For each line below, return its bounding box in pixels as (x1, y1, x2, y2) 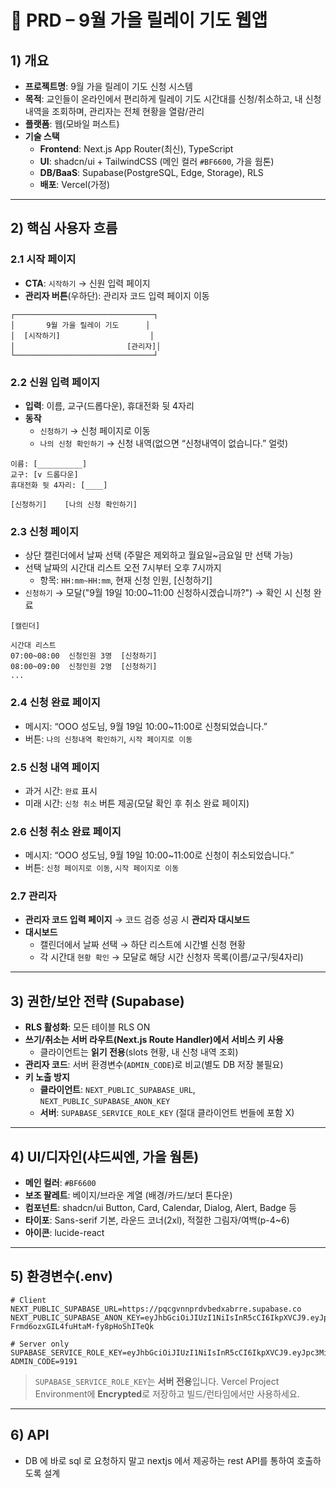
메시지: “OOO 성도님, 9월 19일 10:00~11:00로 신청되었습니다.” (24, 720, 268, 732)
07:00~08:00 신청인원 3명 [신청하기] (10, 651, 158, 661)
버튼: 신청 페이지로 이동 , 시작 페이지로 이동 (24, 862, 180, 874)
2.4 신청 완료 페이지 (10, 696, 101, 710)
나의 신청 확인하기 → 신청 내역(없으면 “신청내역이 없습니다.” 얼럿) (39, 437, 289, 449)
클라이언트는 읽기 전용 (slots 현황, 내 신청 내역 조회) (39, 1046, 239, 1058)
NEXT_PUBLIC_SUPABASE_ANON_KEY (39, 1097, 171, 1107)
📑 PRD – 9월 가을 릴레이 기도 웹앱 (10, 9, 268, 32)
